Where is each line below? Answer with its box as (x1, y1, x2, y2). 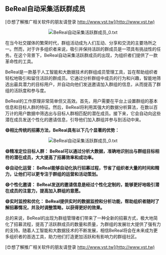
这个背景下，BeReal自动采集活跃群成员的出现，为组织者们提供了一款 (18, 52, 158, 58)
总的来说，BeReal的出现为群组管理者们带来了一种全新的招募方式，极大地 (5, 215, 154, 221)
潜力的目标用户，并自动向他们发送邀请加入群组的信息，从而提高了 (22, 81, 157, 87)
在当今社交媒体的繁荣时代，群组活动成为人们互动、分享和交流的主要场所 (5, 40, 152, 46)
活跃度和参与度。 (13, 87, 48, 93)
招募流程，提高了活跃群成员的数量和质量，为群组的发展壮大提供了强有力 (13, 221, 161, 227)
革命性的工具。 (5, 58, 36, 64)
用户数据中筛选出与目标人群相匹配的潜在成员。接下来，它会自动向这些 (18, 110, 161, 116)
